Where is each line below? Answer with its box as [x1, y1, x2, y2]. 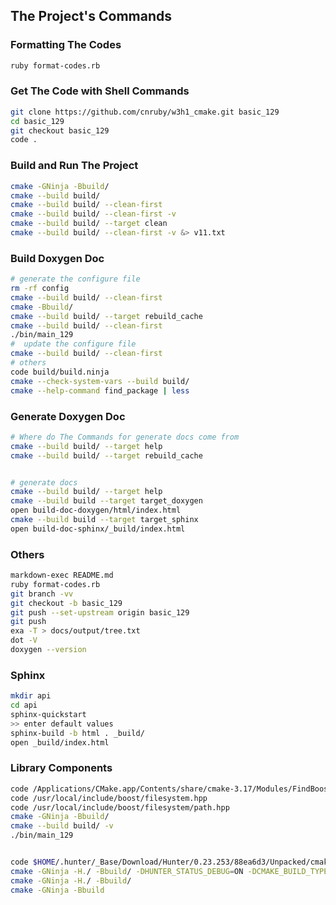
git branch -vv [10, 589, 74, 599]
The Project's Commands [10, 8, 173, 25]
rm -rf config [10, 284, 70, 294]
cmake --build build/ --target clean [10, 219, 168, 229]
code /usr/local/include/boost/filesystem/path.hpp [10, 802, 230, 813]
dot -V [10, 635, 38, 646]
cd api [10, 700, 38, 711]
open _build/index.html [10, 737, 110, 748]
